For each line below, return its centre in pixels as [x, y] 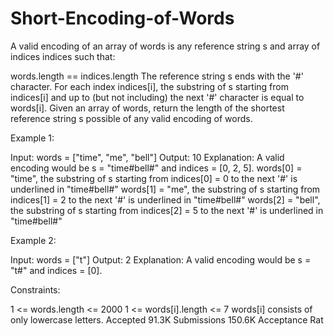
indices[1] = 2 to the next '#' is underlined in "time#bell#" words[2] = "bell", [165, 199]
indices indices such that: [63, 56]
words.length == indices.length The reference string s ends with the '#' [157, 76]
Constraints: [35, 289]
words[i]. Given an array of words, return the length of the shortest [147, 108]
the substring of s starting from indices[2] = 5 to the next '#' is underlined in [167, 210]
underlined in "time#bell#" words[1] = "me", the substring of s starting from [165, 189]
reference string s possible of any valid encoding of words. [131, 118]
